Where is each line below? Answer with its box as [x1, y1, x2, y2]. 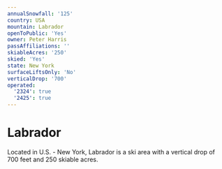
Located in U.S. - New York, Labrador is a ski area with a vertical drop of [7, 147, 215, 156]
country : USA [7, 17, 45, 24]
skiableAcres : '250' [7, 50, 68, 57]
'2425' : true [13, 95, 52, 102]
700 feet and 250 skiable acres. [7, 155, 99, 163]
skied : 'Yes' [7, 56, 45, 63]
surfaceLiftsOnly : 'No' [7, 68, 77, 75]
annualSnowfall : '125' [7, 10, 73, 17]
